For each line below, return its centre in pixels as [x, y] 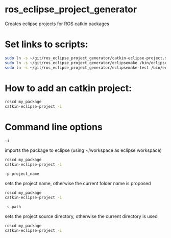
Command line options [54, 127]
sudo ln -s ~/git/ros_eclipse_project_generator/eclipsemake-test [77, 68]
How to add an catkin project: [68, 88]
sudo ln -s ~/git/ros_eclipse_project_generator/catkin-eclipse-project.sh [87, 58]
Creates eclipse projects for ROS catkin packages [57, 24]
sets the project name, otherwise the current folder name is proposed [78, 183]
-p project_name [22, 174]
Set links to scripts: [46, 44]
